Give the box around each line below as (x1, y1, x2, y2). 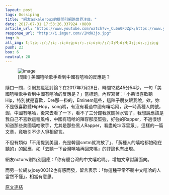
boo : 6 (5, 49, 19, 54)
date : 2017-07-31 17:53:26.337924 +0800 (5, 21, 92, 27)
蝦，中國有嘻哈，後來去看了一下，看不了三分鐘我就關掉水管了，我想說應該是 (5, 110, 164, 116)
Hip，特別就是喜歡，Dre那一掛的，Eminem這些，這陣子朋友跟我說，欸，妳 (5, 97, 160, 103)
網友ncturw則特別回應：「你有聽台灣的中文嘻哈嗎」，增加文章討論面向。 (5, 157, 152, 163)
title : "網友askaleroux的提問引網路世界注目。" (5, 17, 97, 22)
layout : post (5, 7, 33, 13)
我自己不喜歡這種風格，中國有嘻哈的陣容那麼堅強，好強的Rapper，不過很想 (5, 116, 161, 122)
